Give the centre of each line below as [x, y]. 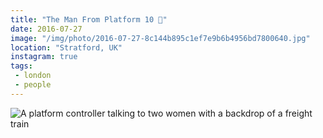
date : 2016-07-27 [46, 29]
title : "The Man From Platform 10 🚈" [89, 19]
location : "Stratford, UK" [66, 47]
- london [33, 76]
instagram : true [44, 57]
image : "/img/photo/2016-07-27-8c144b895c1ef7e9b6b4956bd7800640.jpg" [160, 38]
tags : [21, 66]
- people [33, 85]
